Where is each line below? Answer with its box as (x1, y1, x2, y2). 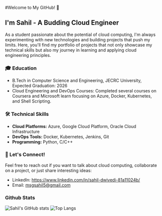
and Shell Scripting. (12, 98, 51, 104)
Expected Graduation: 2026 (12, 83, 68, 89)
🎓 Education (5, 65, 37, 72)
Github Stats (5, 194, 35, 201)
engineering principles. (5, 52, 51, 58)
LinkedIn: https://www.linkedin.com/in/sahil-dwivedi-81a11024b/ (12, 177, 140, 182)
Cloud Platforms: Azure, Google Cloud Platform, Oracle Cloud (12, 124, 137, 129)
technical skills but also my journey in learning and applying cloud (5, 47, 137, 53)
